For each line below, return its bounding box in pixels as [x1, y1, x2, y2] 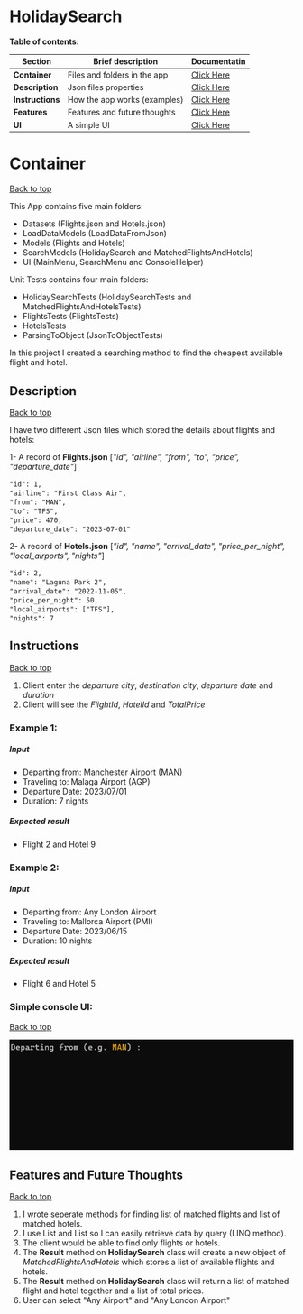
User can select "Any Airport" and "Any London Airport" [22, 1295, 231, 1306]
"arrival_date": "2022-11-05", [9, 586, 127, 596]
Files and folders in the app [67, 69, 169, 80]
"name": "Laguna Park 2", [9, 577, 106, 587]
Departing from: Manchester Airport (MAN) [22, 767, 183, 777]
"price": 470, [9, 516, 63, 525]
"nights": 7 [9, 613, 54, 623]
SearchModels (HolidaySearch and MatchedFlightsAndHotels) [22, 247, 254, 258]
